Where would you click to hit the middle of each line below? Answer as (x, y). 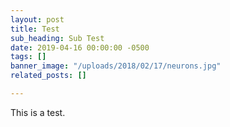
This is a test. (38, 112)
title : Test (35, 29)
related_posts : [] (48, 76)
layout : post (37, 19)
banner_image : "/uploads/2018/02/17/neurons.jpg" (116, 66)
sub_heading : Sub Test (57, 38)
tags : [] (28, 57)
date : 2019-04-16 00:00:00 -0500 (80, 47)
